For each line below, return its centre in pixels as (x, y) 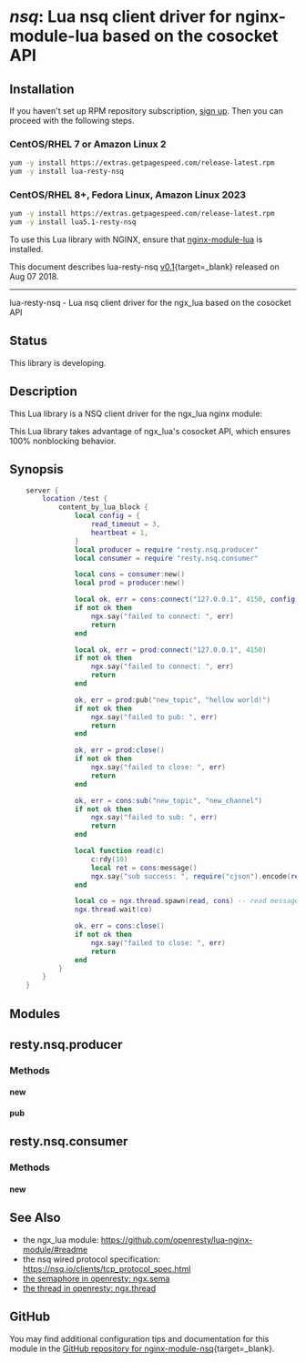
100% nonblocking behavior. (63, 441)
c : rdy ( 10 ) (109, 859)
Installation (42, 89)
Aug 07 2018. (34, 277)
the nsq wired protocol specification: (92, 1259)
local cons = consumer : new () (129, 575)
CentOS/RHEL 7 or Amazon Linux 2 (88, 144)
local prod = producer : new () (129, 583)
